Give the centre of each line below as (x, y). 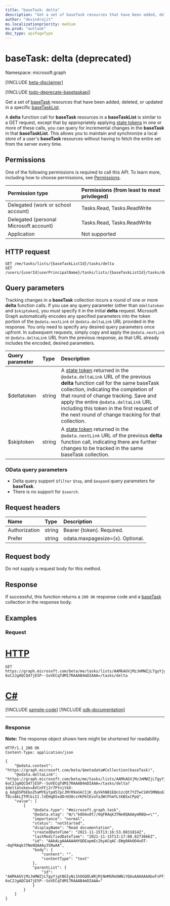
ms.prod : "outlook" (26, 29)
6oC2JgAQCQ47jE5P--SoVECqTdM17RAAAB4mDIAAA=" (54, 881)
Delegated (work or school (39, 204)
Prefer (15, 539)
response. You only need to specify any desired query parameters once (80, 327)
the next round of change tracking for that (111, 415)
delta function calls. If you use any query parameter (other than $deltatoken (84, 305)
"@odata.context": (34, 766)
